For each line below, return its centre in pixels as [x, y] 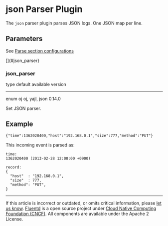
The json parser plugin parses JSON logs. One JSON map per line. [74, 23]
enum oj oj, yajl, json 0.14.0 [33, 99]
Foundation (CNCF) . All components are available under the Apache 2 [77, 213]
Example [19, 124]
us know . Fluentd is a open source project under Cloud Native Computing [81, 208]
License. [14, 219]
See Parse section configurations [40, 50]
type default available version [36, 84]
